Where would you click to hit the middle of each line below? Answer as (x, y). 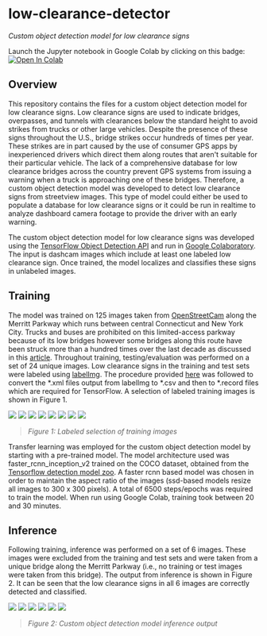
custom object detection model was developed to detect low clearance (124, 188)
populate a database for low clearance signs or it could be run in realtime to (132, 205)
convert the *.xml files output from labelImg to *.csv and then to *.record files (133, 383)
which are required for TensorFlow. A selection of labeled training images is (132, 391)
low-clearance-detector (89, 14)
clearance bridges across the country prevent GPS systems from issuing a (130, 171)
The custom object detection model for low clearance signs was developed (132, 237)
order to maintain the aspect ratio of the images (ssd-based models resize (130, 480)
